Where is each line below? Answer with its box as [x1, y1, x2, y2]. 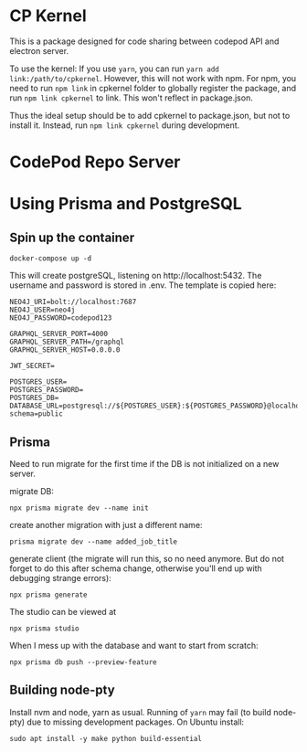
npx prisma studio [9, 623, 79, 633]
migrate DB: [9, 485, 55, 496]
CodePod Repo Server [9, 152, 181, 173]
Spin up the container [9, 229, 135, 245]
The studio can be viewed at [9, 606, 117, 617]
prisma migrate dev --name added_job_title [9, 536, 178, 546]
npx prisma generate [9, 590, 89, 599]
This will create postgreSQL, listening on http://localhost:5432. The [9, 270, 262, 281]
